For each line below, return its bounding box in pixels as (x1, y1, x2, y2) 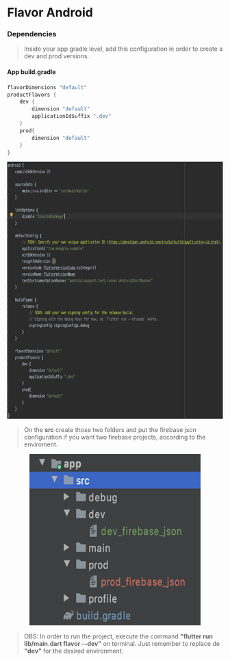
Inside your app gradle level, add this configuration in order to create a (23, 45, 223, 53)
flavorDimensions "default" (7, 84, 88, 91)
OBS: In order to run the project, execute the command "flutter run (23, 632, 214, 640)
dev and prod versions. (23, 52, 90, 60)
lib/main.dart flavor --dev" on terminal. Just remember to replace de (23, 640, 220, 648)
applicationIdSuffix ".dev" (31, 113, 112, 120)
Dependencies (7, 29, 57, 39)
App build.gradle (7, 68, 56, 76)
